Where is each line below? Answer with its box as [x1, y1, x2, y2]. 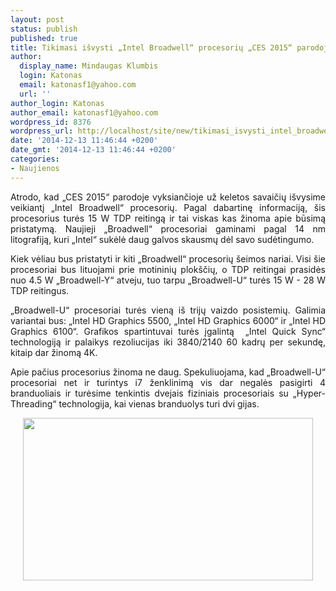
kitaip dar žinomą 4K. [10, 346, 98, 358]
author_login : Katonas [10, 98, 105, 108]
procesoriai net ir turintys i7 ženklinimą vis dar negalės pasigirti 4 [10, 376, 326, 388]
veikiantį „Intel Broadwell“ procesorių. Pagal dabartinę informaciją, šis [10, 201, 326, 213]
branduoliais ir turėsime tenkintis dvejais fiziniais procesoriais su [10, 387, 289, 399]
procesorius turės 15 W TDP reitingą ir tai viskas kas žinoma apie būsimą [10, 212, 326, 224]
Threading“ [10, 397, 57, 410]
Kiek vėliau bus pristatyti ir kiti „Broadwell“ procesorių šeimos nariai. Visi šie [10, 252, 326, 265]
